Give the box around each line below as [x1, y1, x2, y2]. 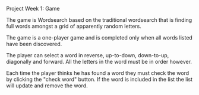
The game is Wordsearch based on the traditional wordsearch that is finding [6, 17, 192, 23]
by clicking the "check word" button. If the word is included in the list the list [6, 76, 193, 83]
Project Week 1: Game [6, 5, 60, 12]
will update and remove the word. [6, 82, 88, 89]
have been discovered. [6, 41, 62, 47]
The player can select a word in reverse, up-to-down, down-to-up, [6, 52, 169, 58]
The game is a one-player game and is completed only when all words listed [6, 34, 193, 41]
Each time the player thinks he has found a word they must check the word [6, 70, 189, 76]
